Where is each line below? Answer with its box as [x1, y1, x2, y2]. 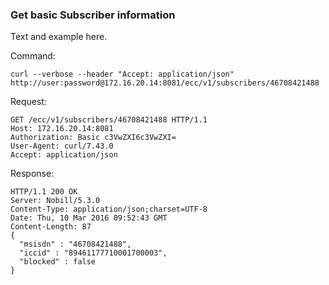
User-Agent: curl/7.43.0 [10, 141, 114, 152]
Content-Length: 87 [10, 222, 92, 232]
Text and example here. [10, 31, 108, 43]
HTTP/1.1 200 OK [10, 187, 78, 197]
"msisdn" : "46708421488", [19, 239, 132, 250]
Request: [10, 96, 47, 108]
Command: [10, 50, 56, 62]
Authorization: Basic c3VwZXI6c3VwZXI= [10, 133, 177, 143]
